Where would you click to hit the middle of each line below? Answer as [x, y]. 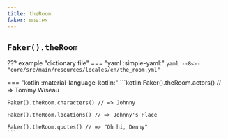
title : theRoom [29, 14]
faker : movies [28, 20]
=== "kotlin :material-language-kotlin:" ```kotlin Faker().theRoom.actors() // [114, 83]
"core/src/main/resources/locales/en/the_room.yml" [84, 70]
